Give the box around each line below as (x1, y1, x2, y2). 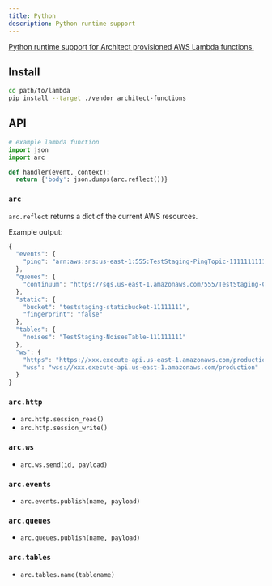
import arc (8, 153, 45, 162)
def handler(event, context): (8, 168, 111, 176)
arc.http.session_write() (19, 424, 108, 433)
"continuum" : (23, 280, 67, 288)
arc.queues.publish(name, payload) (19, 534, 141, 542)
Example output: (8, 226, 63, 236)
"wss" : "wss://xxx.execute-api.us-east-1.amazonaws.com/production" (23, 363, 259, 372)
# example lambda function (8, 138, 100, 146)
